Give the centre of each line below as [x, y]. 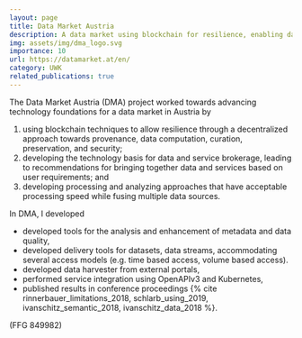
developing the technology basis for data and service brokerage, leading [157, 158]
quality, [36, 241]
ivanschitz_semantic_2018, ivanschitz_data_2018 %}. [120, 307]
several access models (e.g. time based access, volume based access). [155, 260]
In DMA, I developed [47, 214]
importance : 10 [38, 51]
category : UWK [36, 69]
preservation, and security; [72, 148]
